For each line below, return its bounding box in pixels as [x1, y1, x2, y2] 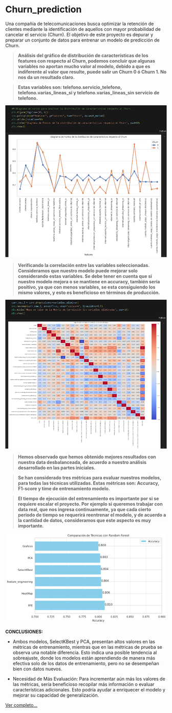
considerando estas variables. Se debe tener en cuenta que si [17, 273, 153, 279]
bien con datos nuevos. [12, 666, 62, 672]
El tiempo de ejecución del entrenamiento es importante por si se [17, 495, 159, 502]
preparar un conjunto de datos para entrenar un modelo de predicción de [5, 37, 160, 43]
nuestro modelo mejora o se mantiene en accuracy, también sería [17, 278, 160, 284]
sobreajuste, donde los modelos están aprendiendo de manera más [12, 655, 155, 661]
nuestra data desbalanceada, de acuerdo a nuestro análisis [17, 459, 147, 465]
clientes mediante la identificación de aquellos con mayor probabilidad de [5, 26, 161, 32]
